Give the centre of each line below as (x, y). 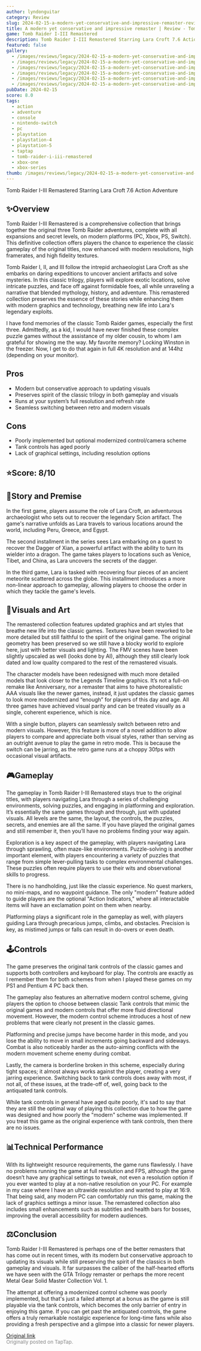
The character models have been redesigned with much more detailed (93, 674)
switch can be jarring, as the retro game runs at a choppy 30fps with (91, 749)
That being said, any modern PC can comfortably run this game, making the (100, 1196)
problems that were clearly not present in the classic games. (81, 1023)
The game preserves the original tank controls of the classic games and (95, 967)
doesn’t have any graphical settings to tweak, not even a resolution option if (100, 1177)
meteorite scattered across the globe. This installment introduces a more (96, 578)
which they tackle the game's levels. (51, 591)
